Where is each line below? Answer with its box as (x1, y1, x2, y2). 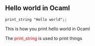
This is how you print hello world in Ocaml (5, 26, 90, 32)
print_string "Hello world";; (5, 17, 67, 22)
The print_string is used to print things (5, 35, 83, 41)
